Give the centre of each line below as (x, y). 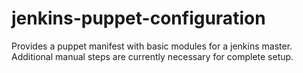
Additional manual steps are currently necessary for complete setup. (152, 56)
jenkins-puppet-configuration (138, 18)
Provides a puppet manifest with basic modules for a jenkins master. (152, 46)
